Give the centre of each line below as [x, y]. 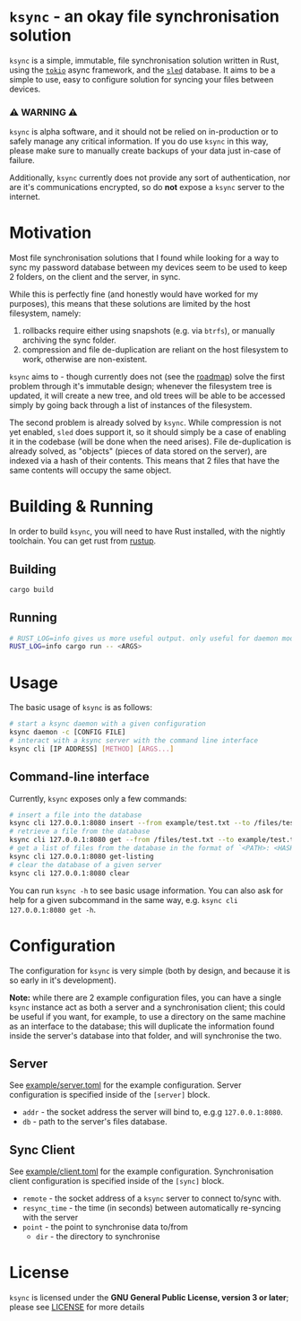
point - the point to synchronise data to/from [105, 1227]
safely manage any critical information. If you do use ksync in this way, [139, 142]
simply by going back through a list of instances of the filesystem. [131, 405]
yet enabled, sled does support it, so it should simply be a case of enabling [148, 432]
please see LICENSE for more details [77, 1308]
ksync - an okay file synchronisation [145, 17]
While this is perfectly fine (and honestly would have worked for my [134, 294]
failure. [22, 161]
